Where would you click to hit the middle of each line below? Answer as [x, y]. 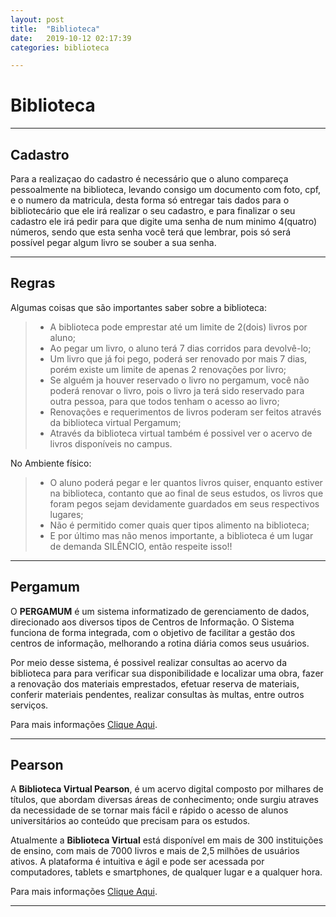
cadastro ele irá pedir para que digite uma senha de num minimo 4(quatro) [164, 221]
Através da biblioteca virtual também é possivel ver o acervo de [181, 433]
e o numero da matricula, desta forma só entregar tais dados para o [150, 200]
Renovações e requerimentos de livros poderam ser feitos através [185, 412]
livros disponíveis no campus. [111, 443]
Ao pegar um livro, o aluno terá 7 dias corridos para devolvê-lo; [180, 348]
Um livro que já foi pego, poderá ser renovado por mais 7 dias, [178, 358]
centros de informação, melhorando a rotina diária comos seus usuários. [160, 643]
